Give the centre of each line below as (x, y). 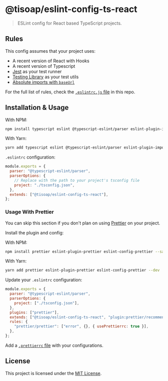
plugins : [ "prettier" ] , (34, 312)
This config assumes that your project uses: (50, 51)
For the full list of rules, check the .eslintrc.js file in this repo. (70, 92)
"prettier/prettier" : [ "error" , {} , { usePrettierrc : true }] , (81, 327)
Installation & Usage (37, 108)
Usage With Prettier (29, 212)
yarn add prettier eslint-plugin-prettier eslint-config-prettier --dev (82, 270)
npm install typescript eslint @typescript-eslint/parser (67, 129)
